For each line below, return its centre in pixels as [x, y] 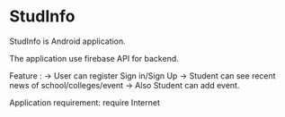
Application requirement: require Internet [85, 102]
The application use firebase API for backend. [94, 58]
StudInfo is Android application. [67, 41]
